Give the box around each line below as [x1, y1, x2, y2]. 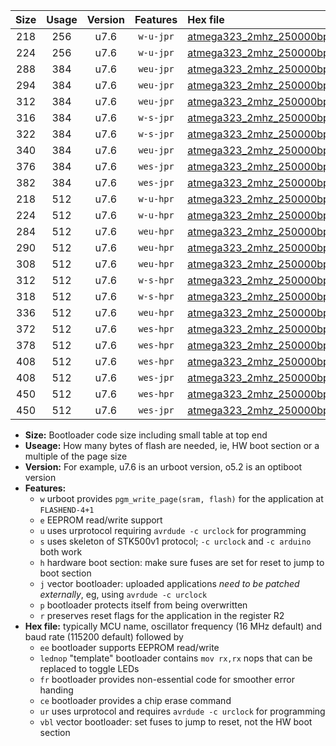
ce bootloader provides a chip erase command [39, 695, 232, 706]
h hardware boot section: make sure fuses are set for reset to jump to [39, 557, 325, 568]
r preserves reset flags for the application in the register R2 [39, 610, 285, 621]
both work [39, 546, 83, 558]
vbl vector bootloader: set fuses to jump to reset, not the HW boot [39, 716, 313, 728]
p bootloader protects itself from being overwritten [39, 599, 248, 611]
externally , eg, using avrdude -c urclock [39, 589, 208, 600]
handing [39, 684, 74, 696]
